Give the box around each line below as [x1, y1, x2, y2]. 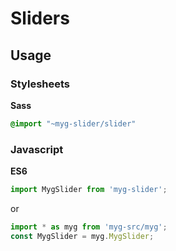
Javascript [10, 142, 64, 156]
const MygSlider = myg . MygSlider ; [10, 231, 155, 241]
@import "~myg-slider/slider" [10, 118, 137, 129]
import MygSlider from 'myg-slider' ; [10, 185, 168, 195]
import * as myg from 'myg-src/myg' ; [10, 222, 168, 232]
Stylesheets [10, 77, 71, 91]
